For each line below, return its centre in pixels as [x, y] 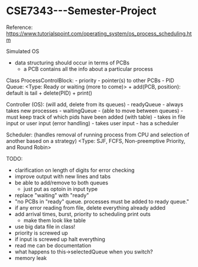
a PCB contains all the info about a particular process [88, 69]
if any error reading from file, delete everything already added [90, 207]
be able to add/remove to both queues [61, 183]
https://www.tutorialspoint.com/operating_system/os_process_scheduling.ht [99, 33]
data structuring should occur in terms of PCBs [72, 63]
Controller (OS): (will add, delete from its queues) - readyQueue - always [95, 104]
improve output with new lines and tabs [63, 176]
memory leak [31, 258]
